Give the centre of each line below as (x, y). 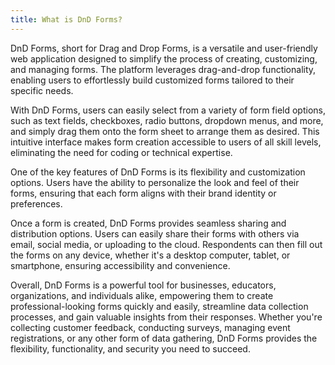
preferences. (36, 203)
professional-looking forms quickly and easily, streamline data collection (159, 306)
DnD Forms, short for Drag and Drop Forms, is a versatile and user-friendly (164, 48)
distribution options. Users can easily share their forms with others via (155, 233)
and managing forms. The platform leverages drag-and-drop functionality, (163, 69)
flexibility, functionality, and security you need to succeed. (130, 348)
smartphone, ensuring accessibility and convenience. (120, 265)
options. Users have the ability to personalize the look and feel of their (155, 182)
